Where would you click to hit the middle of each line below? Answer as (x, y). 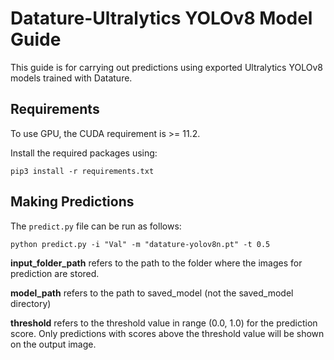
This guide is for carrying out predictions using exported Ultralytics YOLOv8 (166, 67)
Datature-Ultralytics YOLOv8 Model (161, 18)
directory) (31, 303)
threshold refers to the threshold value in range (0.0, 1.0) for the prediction (164, 323)
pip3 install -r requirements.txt (82, 171)
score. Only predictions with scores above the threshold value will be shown (167, 333)
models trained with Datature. (71, 78)
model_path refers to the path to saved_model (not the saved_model (152, 293)
